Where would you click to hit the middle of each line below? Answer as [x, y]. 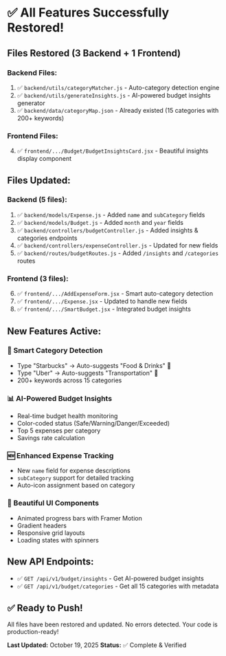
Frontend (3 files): [38, 278]
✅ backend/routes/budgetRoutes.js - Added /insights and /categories [117, 253]
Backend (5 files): [37, 199]
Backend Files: [32, 72]
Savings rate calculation [51, 438]
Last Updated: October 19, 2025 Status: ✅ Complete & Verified [97, 645]
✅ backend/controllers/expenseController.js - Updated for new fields [117, 245]
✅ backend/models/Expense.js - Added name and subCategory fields [111, 215]
